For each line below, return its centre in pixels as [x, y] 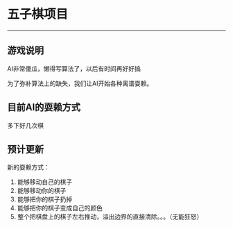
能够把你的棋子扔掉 [45, 199]
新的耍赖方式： [28, 167]
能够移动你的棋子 [42, 191]
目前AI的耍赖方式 [44, 107]
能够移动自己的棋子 [45, 182]
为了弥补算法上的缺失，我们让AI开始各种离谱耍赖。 [80, 83]
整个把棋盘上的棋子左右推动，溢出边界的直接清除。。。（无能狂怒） [110, 217]
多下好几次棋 [25, 125]
